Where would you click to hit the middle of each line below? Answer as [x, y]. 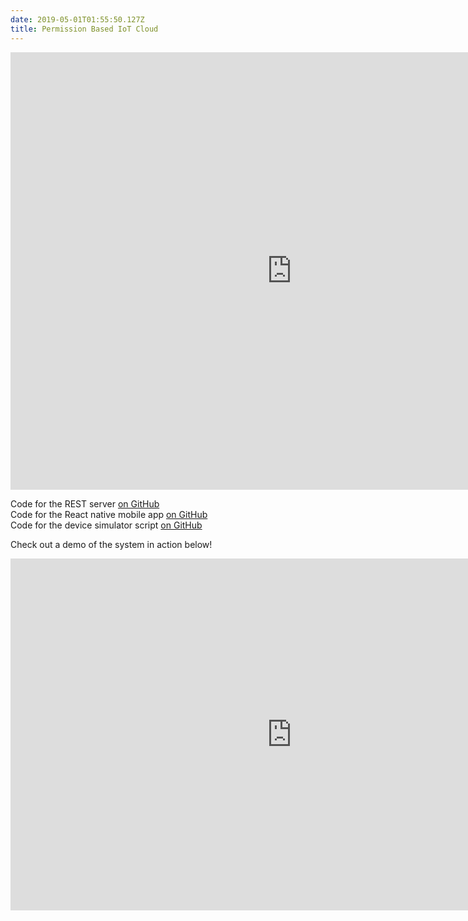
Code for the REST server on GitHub [85, 503]
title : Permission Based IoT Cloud [84, 29]
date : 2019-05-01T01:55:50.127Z [77, 19]
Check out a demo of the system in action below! [111, 544]
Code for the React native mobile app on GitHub [109, 514]
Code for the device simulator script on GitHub [106, 525]
